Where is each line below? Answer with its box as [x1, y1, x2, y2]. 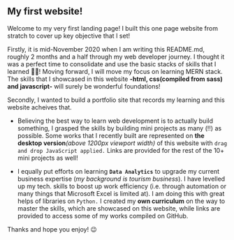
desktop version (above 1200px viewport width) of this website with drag [17, 139, 228, 147]
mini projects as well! [17, 153, 78, 162]
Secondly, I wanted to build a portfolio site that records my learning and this [7, 96, 225, 104]
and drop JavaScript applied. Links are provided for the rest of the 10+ [17, 146, 225, 154]
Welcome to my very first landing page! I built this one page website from [7, 24, 219, 32]
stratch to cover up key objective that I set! [7, 31, 131, 40]
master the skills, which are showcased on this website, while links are [17, 204, 221, 212]
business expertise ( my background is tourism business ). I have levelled [17, 174, 226, 183]
